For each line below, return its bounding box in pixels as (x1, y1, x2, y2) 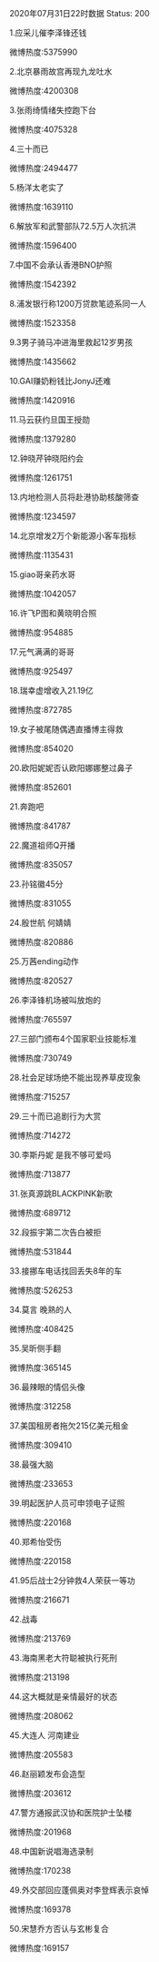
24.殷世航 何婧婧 (9, 918, 72, 928)
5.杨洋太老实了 (9, 182, 65, 193)
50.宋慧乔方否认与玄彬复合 (9, 1924, 109, 1934)
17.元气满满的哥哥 (9, 646, 75, 657)
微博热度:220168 (9, 1517, 72, 1528)
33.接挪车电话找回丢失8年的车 (9, 1266, 123, 1276)
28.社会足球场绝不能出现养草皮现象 (9, 1072, 141, 1083)
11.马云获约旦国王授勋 (9, 414, 91, 425)
